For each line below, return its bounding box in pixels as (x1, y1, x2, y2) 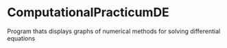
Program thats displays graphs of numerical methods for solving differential (7, 27, 221, 35)
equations (7, 34, 36, 42)
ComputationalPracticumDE (7, 5, 169, 20)
